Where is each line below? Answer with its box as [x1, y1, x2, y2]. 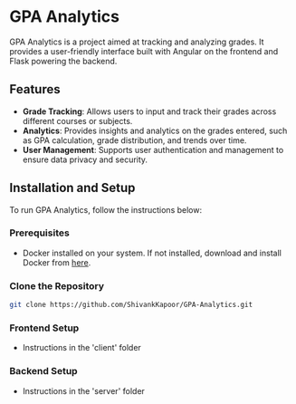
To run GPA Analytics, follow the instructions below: [9, 204, 202, 215]
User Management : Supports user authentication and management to [22, 144, 284, 155]
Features [9, 82, 61, 97]
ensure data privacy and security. [22, 154, 148, 165]
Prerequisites [9, 226, 70, 239]
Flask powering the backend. [9, 55, 118, 66]
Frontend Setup [9, 322, 80, 334]
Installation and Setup [9, 180, 136, 196]
